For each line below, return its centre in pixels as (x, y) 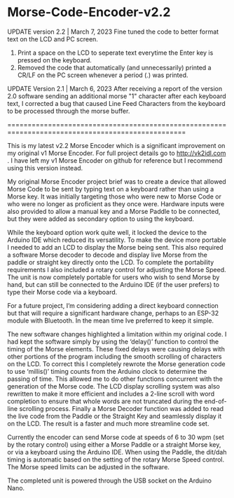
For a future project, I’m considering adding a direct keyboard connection (113, 305)
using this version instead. (45, 168)
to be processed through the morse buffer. (69, 111)
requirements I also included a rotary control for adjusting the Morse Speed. (117, 269)
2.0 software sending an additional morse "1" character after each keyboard (117, 96)
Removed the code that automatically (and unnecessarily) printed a (114, 67)
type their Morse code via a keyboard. (62, 292)
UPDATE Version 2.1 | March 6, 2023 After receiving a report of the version (115, 88)
